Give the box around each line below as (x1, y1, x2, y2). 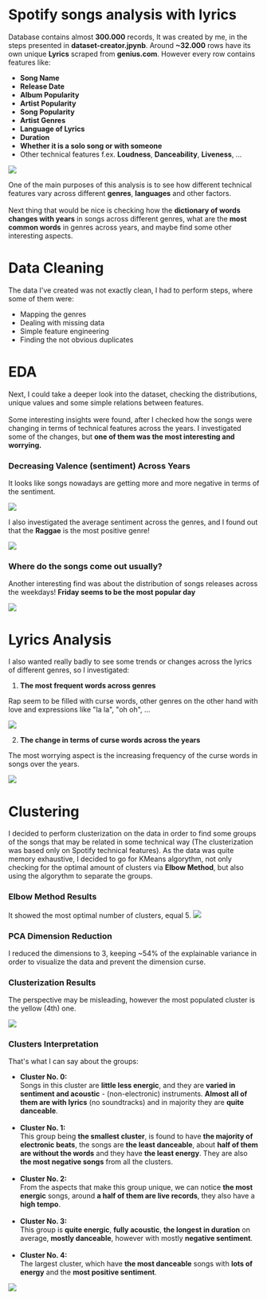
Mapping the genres (19, 309, 87, 319)
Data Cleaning (8, 259, 104, 277)
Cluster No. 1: (19, 1123, 66, 1133)
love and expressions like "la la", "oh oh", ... (8, 705, 151, 715)
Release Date (19, 82, 65, 91)
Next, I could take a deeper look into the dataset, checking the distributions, (8, 389, 257, 399)
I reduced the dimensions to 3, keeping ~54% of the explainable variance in (8, 948, 257, 958)
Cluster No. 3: (19, 1217, 68, 1226)
